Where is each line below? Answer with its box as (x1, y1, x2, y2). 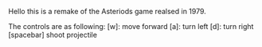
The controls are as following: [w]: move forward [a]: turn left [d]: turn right (8, 22, 254, 31)
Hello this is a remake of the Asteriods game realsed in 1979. (8, 7, 207, 16)
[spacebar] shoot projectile (8, 31, 98, 39)
